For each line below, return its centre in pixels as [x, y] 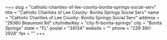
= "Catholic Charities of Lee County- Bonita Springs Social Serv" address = [83, 18]
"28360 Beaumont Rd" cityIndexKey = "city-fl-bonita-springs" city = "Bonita [83, 23]
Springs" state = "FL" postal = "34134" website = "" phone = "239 [73, 28]
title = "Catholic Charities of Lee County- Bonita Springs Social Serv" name [82, 12]
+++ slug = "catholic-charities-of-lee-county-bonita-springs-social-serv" [81, 7]
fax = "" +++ [32, 33]
